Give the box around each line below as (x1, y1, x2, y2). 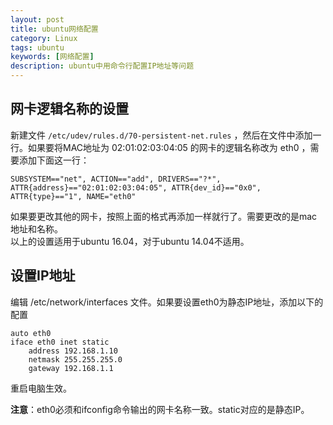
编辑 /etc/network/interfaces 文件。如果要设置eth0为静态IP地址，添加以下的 (10, 296, 324, 308)
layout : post (10, 14, 65, 25)
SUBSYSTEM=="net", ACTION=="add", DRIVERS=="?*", (10, 174, 222, 184)
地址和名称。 (10, 222, 63, 235)
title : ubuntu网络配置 (10, 24, 99, 34)
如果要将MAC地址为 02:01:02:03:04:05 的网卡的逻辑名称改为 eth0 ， (27, 141, 311, 153)
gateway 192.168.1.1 (28, 363, 114, 373)
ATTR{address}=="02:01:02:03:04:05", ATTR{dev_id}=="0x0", (10, 182, 262, 193)
